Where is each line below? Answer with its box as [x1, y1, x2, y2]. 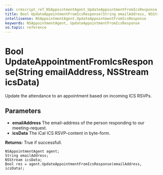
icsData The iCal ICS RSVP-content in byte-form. [12, 130, 111, 136]
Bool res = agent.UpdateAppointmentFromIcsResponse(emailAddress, [5, 161, 142, 166]
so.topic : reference [5, 25, 47, 30]
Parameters [5, 107, 41, 115]
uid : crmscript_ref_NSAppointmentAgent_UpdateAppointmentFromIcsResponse [5, 7, 158, 12]
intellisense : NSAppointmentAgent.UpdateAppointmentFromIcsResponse [5, 16, 147, 21]
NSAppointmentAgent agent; [5, 149, 60, 154]
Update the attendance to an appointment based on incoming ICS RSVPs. [5, 93, 152, 99]
